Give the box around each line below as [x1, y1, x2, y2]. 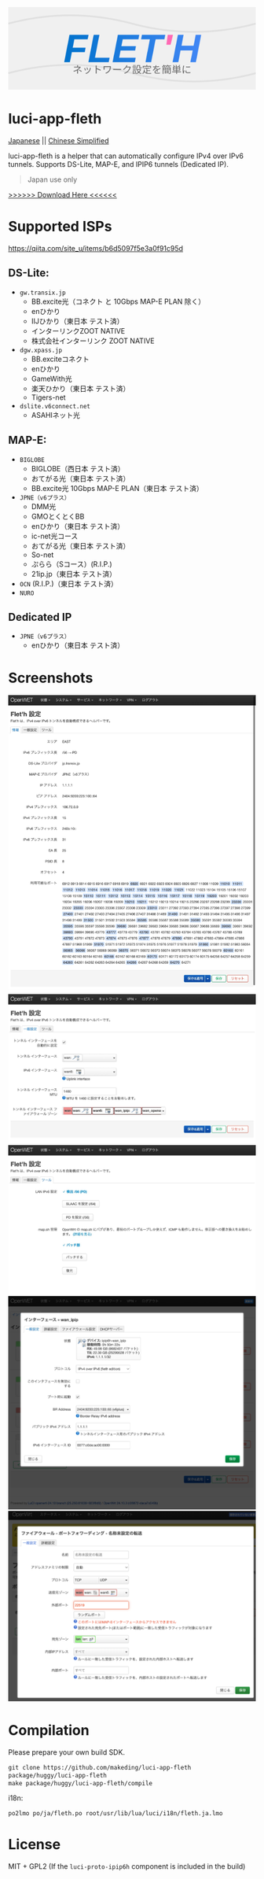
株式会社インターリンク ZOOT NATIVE [31, 336, 155, 345]
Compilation [8, 1721, 90, 1739]
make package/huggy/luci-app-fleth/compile [8, 1779, 153, 1787]
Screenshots [8, 669, 93, 687]
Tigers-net [31, 393, 66, 402]
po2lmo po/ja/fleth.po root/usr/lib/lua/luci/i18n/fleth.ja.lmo [8, 1809, 223, 1817]
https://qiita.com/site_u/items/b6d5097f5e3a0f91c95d [8, 243, 183, 253]
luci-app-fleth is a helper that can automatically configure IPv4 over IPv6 [8, 151, 244, 161]
